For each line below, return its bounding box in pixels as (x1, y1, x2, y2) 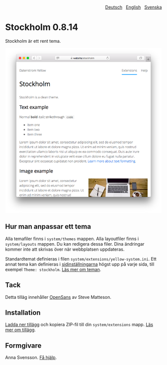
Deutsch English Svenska (105, 4, 162, 10)
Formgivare (5, 341, 42, 350)
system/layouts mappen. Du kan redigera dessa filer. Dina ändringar (5, 241, 145, 247)
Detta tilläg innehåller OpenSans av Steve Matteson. (5, 294, 112, 300)
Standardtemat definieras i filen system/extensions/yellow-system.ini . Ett (5, 256, 157, 262)
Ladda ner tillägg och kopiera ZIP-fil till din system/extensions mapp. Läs (5, 322, 153, 328)
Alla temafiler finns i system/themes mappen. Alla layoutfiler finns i (5, 236, 139, 242)
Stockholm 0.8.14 (5, 22, 79, 33)
